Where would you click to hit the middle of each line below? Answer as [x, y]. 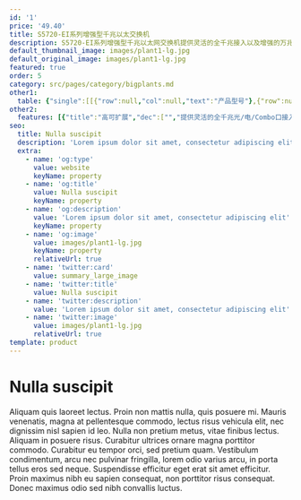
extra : [30, 151]
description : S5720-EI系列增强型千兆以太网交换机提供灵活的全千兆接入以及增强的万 [148, 43]
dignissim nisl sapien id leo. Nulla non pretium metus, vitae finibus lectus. [144, 430]
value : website [61, 168]
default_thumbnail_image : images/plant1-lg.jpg [100, 51]
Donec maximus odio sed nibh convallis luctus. [96, 487]
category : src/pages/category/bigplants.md [92, 84]
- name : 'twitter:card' [70, 268]
